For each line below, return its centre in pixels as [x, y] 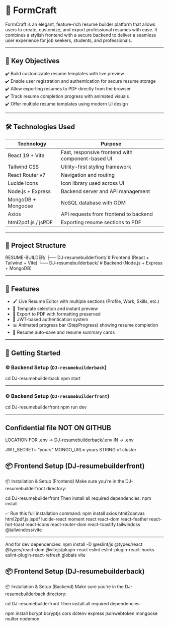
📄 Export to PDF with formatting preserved [56, 314]
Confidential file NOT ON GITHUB [58, 428]
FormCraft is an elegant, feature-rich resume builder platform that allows [80, 24]
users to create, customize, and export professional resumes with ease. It [81, 29]
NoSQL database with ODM [93, 202]
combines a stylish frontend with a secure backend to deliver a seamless [81, 35]
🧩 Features [22, 289]
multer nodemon [22, 618]
